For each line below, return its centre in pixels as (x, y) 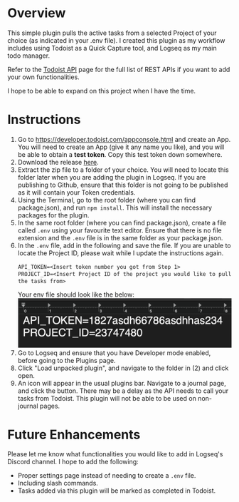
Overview (37, 13)
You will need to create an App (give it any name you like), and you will (121, 147)
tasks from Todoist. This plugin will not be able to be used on (107, 398)
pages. (50, 406)
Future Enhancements (74, 435)
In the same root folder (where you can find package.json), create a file (122, 222)
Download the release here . (58, 162)
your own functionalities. (43, 77)
